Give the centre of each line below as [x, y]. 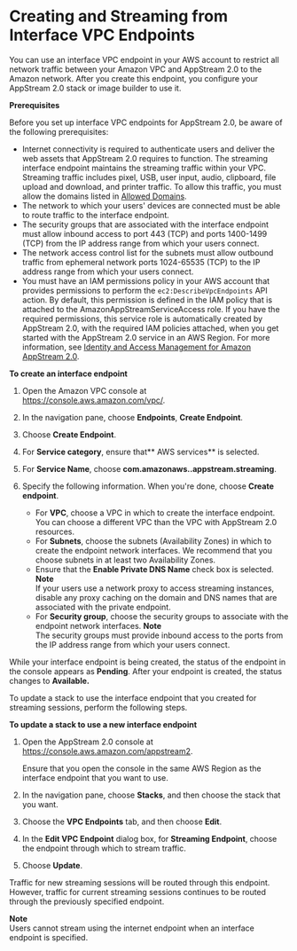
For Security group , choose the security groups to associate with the [162, 616]
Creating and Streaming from [119, 16]
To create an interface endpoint [69, 373]
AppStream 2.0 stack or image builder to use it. [95, 88]
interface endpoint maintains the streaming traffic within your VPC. [144, 168]
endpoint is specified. [49, 937]
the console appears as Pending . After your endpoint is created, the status [146, 671]
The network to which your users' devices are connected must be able [151, 205]
